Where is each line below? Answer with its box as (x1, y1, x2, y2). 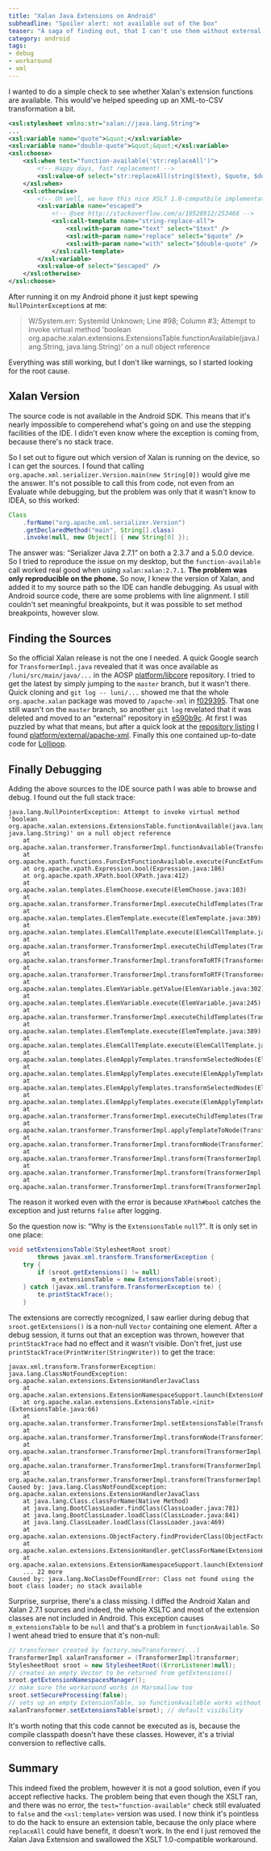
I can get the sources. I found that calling (8, 461, 144, 470)
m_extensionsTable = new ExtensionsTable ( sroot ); (51, 1275, 222, 1284)
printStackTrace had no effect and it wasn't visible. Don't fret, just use (8, 1339, 243, 1348)
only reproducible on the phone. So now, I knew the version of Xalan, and (8, 574, 256, 584)
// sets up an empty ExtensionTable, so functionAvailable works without (8, 1699, 262, 1707)
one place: (8, 1229, 44, 1239)
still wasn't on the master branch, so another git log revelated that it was (8, 705, 252, 715)
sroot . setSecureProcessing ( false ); (8, 1691, 128, 1700)
